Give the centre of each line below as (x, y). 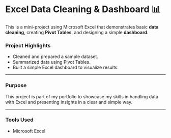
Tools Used (20, 120)
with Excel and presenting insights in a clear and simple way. (69, 102)
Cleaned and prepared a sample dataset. (55, 57)
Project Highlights (28, 45)
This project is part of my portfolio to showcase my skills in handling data (82, 96)
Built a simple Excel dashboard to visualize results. (65, 67)
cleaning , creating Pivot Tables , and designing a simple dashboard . (77, 32)
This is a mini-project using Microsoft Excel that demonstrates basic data (82, 27)
